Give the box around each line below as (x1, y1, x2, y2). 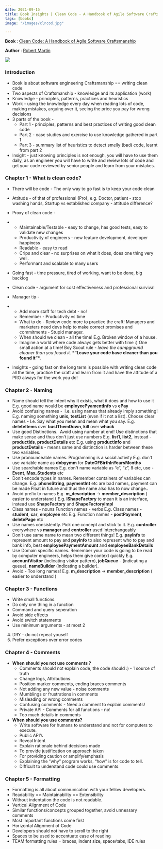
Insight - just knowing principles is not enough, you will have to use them (12, 152, 158, 158)
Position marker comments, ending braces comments (19, 681, 127, 687)
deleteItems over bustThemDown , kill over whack (12, 424, 114, 430)
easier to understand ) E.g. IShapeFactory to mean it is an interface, (12, 496, 149, 502)
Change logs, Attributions (19, 676, 70, 681)
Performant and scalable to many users (19, 260, 98, 266)
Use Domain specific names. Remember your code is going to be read (12, 548, 153, 554)
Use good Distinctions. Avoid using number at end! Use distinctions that (12, 429, 157, 435)
